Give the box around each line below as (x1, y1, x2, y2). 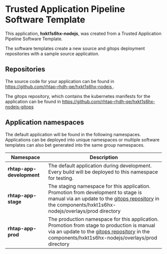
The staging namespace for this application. (48, 182, 151, 189)
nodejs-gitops (5, 103, 34, 110)
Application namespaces (5, 118, 84, 127)
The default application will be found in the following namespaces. (5, 131, 141, 137)
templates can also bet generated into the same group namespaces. (5, 142, 145, 148)
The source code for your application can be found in (5, 78, 114, 84)
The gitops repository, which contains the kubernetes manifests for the (5, 93, 151, 99)
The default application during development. (48, 162, 152, 169)
